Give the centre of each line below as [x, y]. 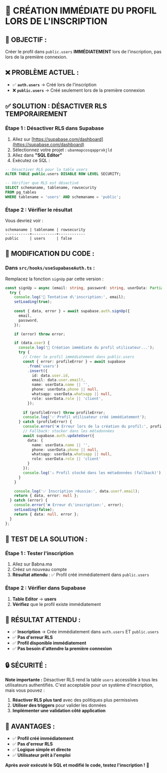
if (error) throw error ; [40, 334]
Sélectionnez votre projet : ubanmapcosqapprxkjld [62, 150]
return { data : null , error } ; [46, 514]
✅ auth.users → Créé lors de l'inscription [54, 84]
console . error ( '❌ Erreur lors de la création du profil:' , [86, 426]
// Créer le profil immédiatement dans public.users [79, 357]
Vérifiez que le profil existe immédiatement [56, 604]
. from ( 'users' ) [43, 366]
